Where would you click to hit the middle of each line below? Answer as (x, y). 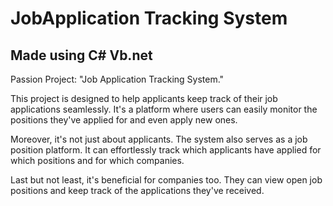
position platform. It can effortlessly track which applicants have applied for (166, 150)
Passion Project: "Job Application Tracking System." (117, 79)
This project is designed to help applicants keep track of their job (144, 98)
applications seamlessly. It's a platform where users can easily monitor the (164, 109)
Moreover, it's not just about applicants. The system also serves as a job (159, 139)
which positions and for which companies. (97, 160)
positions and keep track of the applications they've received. (137, 190)
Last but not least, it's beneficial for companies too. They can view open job (166, 180)
